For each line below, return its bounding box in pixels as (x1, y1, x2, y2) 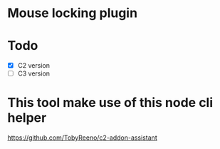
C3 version (17, 69, 51, 78)
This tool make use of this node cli (7, 95, 214, 111)
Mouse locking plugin (7, 5, 137, 21)
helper (7, 110, 47, 126)
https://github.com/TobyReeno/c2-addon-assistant (7, 133, 158, 142)
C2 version (17, 61, 50, 70)
